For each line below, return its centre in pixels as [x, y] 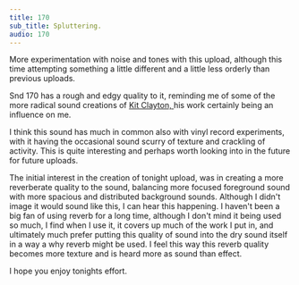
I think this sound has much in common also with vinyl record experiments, [147, 132]
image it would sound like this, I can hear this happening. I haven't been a [145, 206]
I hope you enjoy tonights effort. [68, 271]
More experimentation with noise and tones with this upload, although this [146, 60]
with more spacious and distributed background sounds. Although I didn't [145, 197]
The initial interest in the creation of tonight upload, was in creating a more [146, 178]
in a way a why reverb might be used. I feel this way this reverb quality [139, 244]
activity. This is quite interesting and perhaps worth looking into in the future [150, 151]
